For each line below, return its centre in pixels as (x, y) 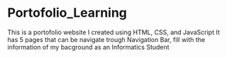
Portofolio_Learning (67, 13)
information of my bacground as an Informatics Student (88, 47)
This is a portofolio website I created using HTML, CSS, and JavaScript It (113, 32)
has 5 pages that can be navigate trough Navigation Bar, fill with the (106, 39)
